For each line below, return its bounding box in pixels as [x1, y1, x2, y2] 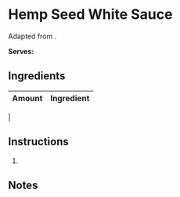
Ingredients [8, 69, 66, 83]
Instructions [8, 135, 69, 148]
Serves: [8, 46, 34, 56]
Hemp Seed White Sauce [8, 5, 173, 24]
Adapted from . [8, 31, 57, 41]
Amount [12, 93, 43, 104]
